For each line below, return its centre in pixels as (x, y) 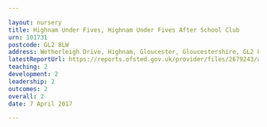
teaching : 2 (28, 67)
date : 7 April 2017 (41, 104)
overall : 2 (26, 96)
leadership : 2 (32, 81)
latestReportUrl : (37, 60)
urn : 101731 (28, 37)
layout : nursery (35, 22)
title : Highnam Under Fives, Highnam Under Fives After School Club (124, 30)
